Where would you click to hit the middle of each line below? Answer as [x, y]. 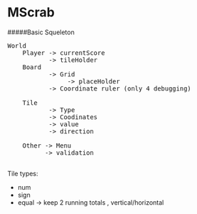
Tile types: [23, 173]
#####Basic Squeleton [41, 32]
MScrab [31, 12]
